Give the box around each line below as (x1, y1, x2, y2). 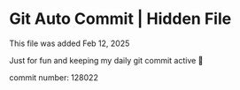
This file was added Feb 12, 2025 (9, 38, 130, 49)
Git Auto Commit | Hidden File (9, 9, 232, 29)
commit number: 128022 (9, 71, 99, 83)
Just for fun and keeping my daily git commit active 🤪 (9, 55, 204, 65)
